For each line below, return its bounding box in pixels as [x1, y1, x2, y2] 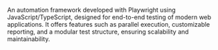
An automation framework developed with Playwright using [7, 6, 176, 14]
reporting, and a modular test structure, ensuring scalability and [7, 27, 189, 36]
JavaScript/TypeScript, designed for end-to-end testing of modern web [7, 13, 212, 21]
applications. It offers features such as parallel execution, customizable [7, 21, 210, 28]
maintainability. [7, 35, 51, 43]
